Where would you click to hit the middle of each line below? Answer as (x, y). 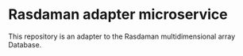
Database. (25, 44)
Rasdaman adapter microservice (118, 15)
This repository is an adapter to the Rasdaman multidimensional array (122, 36)
